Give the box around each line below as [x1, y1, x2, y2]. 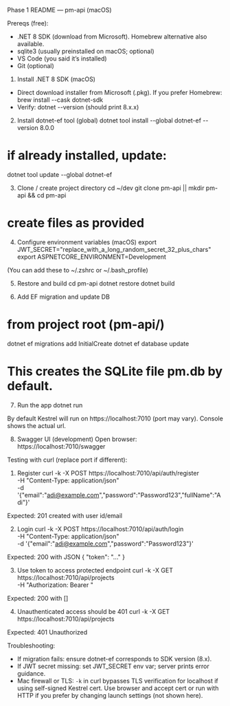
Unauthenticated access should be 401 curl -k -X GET [16, 607, 170, 615]
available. [16, 40, 45, 47]
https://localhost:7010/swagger [16, 442, 106, 450]
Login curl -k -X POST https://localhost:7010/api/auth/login [16, 524, 184, 533]
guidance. [16, 669, 46, 677]
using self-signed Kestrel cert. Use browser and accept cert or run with [16, 684, 219, 692]
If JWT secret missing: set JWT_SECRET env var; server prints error [16, 662, 209, 670]
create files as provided [7, 215, 145, 231]
